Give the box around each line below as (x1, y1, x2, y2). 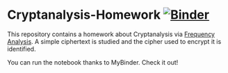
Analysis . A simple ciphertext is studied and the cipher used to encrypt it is (7, 37, 222, 45)
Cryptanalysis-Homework (7, 7, 161, 23)
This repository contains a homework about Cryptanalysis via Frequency (7, 30, 215, 38)
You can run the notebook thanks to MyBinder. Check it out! (7, 58, 179, 66)
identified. (7, 44, 36, 53)
